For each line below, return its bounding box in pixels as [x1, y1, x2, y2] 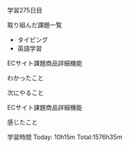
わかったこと [7, 74, 44, 82]
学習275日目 [7, 6, 43, 14]
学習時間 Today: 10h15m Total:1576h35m [7, 133, 123, 141]
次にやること [7, 89, 44, 97]
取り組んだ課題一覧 [7, 21, 62, 29]
